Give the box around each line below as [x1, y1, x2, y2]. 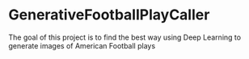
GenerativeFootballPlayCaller [8, 6, 210, 24]
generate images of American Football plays [8, 40, 156, 50]
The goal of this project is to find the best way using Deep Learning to [8, 32, 241, 42]
